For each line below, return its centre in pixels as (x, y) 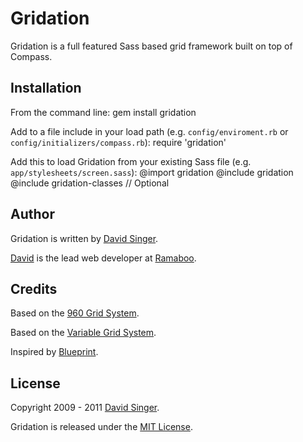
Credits (34, 288)
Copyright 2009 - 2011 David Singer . (85, 408)
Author (32, 214)
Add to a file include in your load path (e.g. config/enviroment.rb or (149, 131)
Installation (46, 88)
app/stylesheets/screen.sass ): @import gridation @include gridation (152, 172)
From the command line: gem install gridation (103, 112)
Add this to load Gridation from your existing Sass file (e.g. (131, 161)
